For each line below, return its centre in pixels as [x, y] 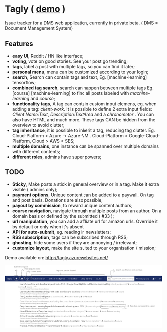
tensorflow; [24, 82]
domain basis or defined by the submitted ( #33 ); [63, 216]
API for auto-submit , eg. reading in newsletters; [62, 232]
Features [19, 44]
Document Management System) [39, 28]
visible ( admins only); [35, 189]
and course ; [43, 98]
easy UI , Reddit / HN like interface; [48, 56]
